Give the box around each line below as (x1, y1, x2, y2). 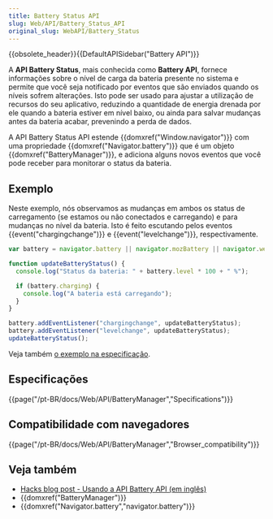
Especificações (8, 373, 89, 387)
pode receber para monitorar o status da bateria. (8, 158, 172, 168)
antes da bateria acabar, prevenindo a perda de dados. (8, 117, 193, 127)
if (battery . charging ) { (15, 282, 100, 290)
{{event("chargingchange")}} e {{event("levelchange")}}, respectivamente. (8, 229, 258, 240)
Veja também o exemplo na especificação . (8, 348, 150, 358)
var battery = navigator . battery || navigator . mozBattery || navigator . (8, 245, 260, 253)
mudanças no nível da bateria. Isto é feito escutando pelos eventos (8, 221, 233, 231)
